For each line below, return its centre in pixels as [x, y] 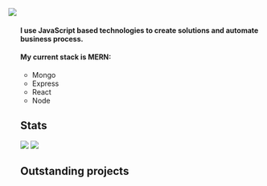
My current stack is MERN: [66, 57]
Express [45, 83]
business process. [51, 38]
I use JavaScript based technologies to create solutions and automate [139, 30]
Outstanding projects [74, 171]
